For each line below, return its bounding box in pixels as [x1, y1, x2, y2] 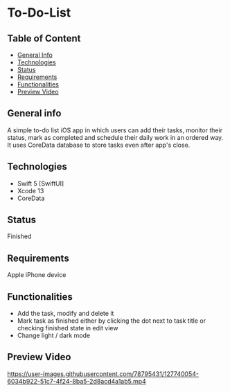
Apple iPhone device [7, 271, 67, 279]
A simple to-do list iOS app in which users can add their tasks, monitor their [7, 126, 223, 134]
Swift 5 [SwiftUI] [17, 179, 64, 188]
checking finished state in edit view [17, 324, 118, 332]
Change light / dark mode [17, 331, 91, 340]
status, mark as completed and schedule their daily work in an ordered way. [7, 133, 224, 141]
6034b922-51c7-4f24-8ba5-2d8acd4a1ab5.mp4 [7, 377, 147, 385]
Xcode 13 [17, 186, 44, 195]
